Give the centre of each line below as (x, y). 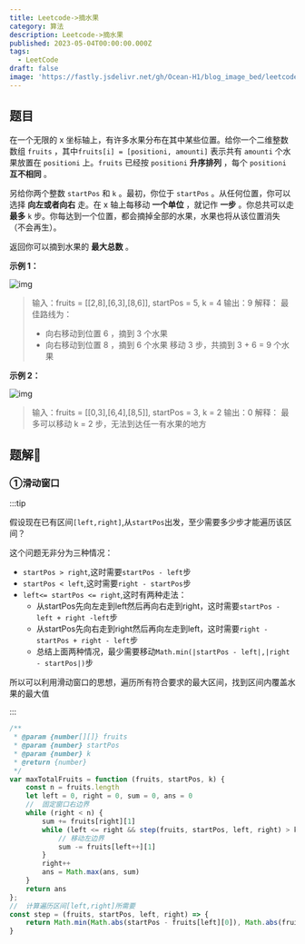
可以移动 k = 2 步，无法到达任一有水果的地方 (123, 423)
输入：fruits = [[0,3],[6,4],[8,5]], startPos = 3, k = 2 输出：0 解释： (155, 412)
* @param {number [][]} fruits (70, 737)
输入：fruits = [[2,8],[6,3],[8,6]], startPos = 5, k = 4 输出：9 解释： (155, 303)
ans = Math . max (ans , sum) (91, 872)
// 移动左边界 (81, 838)
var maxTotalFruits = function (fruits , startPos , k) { (117, 779)
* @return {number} (50, 762)
